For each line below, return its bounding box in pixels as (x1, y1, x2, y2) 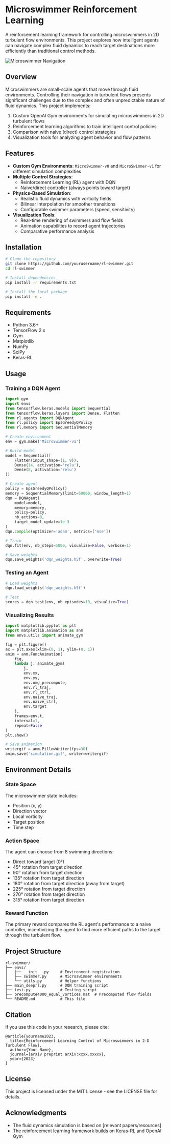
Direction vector (12, 808, 47, 814)
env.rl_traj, (23, 685, 52, 690)
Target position (12, 819, 45, 825)
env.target (23, 704, 47, 709)
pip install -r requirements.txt (5, 280, 77, 285)
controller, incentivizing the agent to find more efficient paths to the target (5, 927, 161, 933)
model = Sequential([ (5, 453, 52, 458)
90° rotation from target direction (12, 870, 83, 876)
